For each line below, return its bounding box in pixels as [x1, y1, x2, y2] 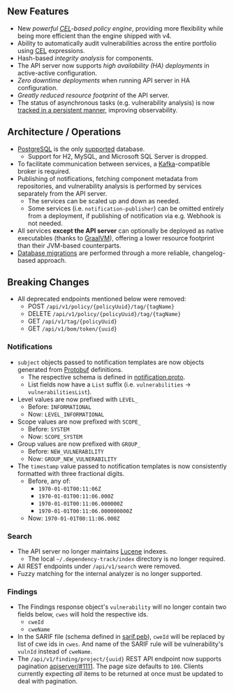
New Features [7, 6, 69, 17]
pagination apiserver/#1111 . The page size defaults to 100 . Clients [17, 662, 204, 670]
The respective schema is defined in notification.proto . [27, 373, 186, 381]
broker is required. [17, 167, 71, 175]
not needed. [27, 219, 63, 227]
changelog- [191, 248, 226, 257]
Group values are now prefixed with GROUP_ [17, 440, 141, 448]
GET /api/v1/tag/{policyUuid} [27, 317, 117, 326]
